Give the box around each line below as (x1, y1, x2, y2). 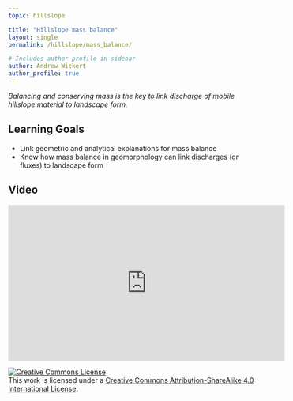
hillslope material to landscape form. (8, 100, 128, 109)
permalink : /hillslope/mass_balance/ (8, 40, 133, 48)
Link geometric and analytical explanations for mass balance (19, 143, 217, 153)
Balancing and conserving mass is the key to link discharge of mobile (8, 91, 235, 100)
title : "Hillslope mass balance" (8, 25, 118, 34)
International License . (8, 384, 79, 393)
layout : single (8, 33, 58, 41)
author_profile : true (8, 70, 80, 78)
